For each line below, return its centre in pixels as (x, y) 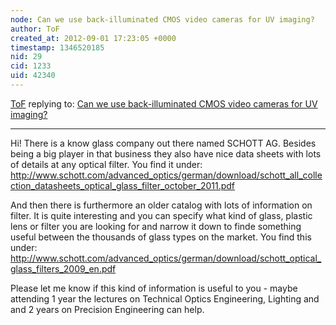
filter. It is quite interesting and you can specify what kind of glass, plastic (161, 215)
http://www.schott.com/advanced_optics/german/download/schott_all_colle (166, 175)
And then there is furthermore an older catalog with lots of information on (161, 205)
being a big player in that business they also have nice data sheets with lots (166, 153)
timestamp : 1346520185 (57, 47)
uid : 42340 (33, 76)
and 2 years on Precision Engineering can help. (107, 309)
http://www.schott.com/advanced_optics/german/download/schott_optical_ (166, 258)
